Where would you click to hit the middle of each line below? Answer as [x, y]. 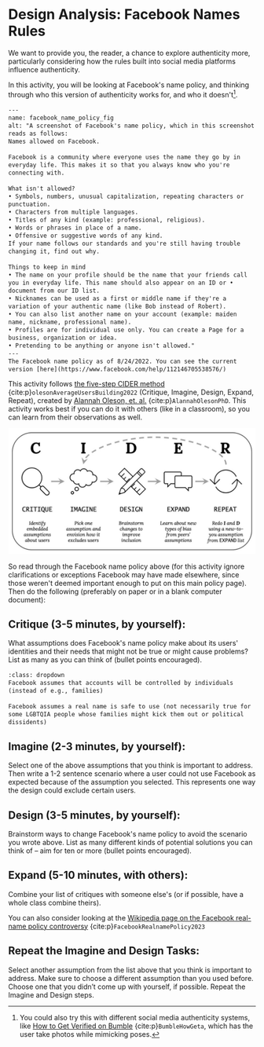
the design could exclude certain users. [72, 790]
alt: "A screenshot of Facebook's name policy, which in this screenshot [132, 126]
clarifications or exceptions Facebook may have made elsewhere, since [124, 574]
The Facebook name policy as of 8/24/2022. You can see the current [123, 361]
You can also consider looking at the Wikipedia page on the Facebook [121, 917]
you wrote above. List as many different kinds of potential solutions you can [130, 842]
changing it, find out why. [54, 251]
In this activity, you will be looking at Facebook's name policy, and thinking [129, 85]
